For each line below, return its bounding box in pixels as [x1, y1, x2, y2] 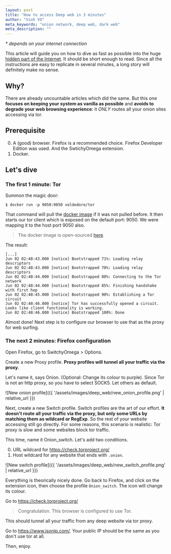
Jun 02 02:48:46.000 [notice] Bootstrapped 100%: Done [5, 310, 125, 315]
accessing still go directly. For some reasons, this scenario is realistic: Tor [5, 421, 161, 427]
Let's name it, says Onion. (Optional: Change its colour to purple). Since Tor [5, 374, 165, 380]
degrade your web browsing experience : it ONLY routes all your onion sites [5, 106, 166, 112]
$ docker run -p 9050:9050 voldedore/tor [5, 203, 95, 208]
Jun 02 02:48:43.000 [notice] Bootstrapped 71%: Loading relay [5, 256, 143, 261]
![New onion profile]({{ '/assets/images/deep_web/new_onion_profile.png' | [5, 389, 165, 395]
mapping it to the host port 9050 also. [5, 222, 85, 228]
